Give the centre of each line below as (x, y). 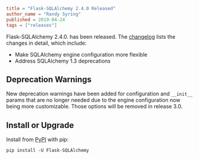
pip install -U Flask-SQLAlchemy (48, 151)
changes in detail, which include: (46, 43)
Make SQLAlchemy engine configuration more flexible (81, 54)
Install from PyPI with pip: (38, 139)
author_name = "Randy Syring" (44, 14)
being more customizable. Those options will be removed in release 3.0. (94, 107)
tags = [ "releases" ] (32, 25)
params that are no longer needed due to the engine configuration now (93, 100)
